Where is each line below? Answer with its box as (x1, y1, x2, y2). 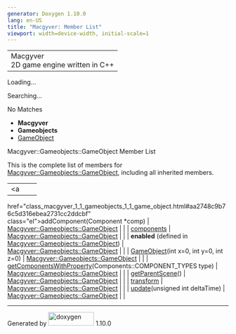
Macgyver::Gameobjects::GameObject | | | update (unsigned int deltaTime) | (7, 284, 225, 293)
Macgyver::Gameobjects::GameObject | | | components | (7, 225, 171, 233)
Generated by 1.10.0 (7, 319, 112, 328)
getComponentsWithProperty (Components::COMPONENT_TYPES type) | (7, 262, 218, 270)
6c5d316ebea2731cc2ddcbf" (7, 210, 91, 218)
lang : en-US (7, 17, 42, 24)
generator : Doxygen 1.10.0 (7, 10, 86, 18)
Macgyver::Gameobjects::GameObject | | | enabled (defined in (7, 232, 188, 241)
